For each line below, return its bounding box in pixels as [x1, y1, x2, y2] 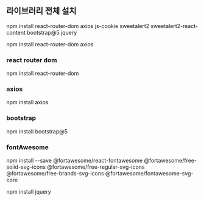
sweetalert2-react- [150, 22, 199, 29]
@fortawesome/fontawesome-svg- [105, 170, 194, 177]
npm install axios [6, 99, 49, 106]
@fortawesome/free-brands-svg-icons [6, 170, 105, 177]
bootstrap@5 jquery [27, 29, 77, 36]
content [6, 29, 26, 36]
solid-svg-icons [6, 163, 46, 171]
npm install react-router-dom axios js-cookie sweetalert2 [6, 22, 150, 29]
